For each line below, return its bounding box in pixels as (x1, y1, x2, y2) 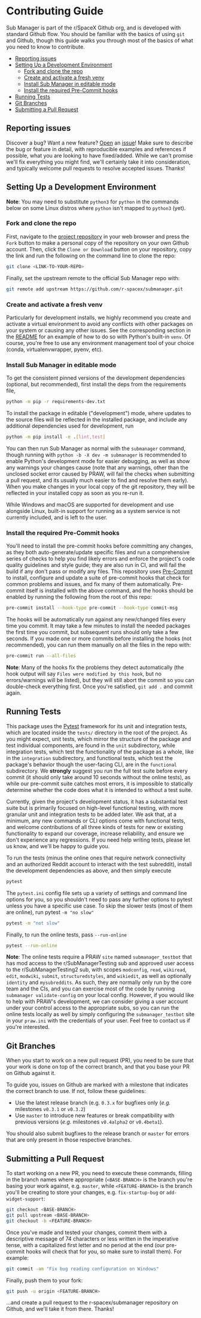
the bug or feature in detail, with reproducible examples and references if (6, 145, 187, 152)
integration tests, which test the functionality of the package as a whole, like (6, 748, 194, 755)
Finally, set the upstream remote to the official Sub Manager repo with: (6, 274, 180, 281)
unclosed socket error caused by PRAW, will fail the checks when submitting (6, 470, 195, 478)
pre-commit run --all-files (6, 653, 77, 659)
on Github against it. (6, 1070, 56, 1077)
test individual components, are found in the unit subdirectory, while (6, 741, 175, 749)
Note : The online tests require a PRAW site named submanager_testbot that (6, 953, 193, 960)
